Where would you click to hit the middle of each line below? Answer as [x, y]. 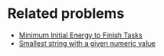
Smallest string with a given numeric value [87, 43]
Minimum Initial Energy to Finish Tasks [80, 35]
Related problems [66, 14]
